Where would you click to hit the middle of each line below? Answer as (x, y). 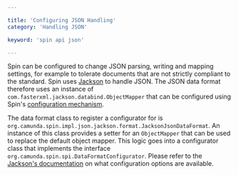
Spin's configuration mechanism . (56, 104)
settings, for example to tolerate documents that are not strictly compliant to (119, 74)
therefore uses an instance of (51, 89)
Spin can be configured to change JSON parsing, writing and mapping (110, 66)
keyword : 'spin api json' (46, 40)
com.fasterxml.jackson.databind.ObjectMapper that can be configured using (119, 96)
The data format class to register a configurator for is (85, 118)
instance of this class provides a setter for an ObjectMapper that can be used (119, 134)
